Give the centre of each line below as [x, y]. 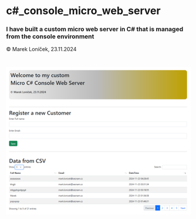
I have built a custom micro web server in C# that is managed [95, 29]
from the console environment [50, 36]
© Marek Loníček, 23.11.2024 [41, 49]
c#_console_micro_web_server [83, 11]
